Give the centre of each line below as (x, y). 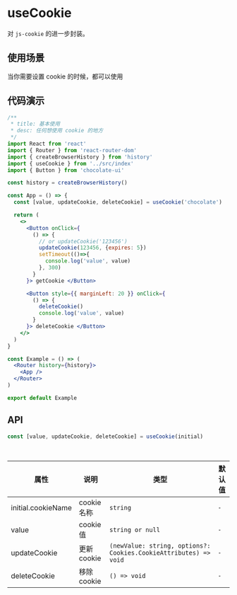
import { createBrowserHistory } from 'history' (80, 157)
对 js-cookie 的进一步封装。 (48, 33)
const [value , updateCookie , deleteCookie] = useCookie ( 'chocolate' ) (118, 202)
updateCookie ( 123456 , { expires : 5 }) (92, 248)
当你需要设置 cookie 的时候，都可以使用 (65, 76)
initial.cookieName (42, 507)
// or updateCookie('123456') (83, 241)
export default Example (42, 398)
